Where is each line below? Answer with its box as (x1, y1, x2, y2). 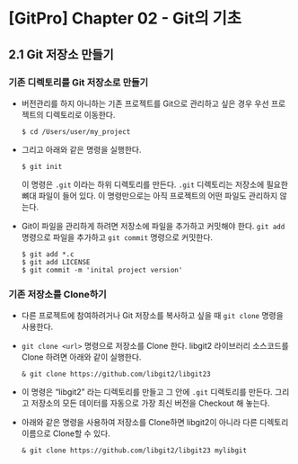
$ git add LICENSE (21, 257, 91, 266)
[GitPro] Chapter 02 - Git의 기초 (8, 8, 242, 29)
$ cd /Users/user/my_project (21, 127, 131, 136)
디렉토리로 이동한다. (45, 109, 116, 120)
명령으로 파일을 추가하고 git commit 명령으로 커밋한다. (21, 231, 213, 243)
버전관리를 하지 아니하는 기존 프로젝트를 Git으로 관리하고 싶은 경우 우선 (21, 98, 270, 109)
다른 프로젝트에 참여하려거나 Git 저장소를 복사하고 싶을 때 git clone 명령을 (21, 310, 284, 321)
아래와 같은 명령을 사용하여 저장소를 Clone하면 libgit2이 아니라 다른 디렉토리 (21, 417, 289, 428)
